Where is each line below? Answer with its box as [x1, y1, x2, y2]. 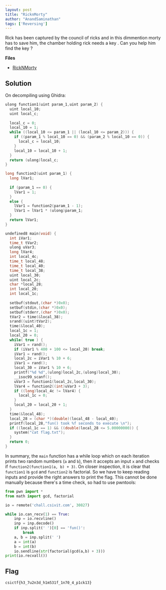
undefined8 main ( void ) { [5, 231, 56, 236]
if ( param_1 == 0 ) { [9, 185, 52, 190]
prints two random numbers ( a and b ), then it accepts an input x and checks [5, 458, 160, 464]
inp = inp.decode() [14, 521, 55, 526]
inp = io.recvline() [14, 516, 56, 521]
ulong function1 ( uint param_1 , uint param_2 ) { [5, 102, 103, 107]
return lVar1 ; [9, 218, 39, 223]
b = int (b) [14, 544, 37, 549]
